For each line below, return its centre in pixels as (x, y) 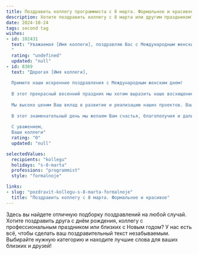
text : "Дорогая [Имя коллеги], (50, 72)
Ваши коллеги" (29, 133)
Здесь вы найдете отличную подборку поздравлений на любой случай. (96, 214)
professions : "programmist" (46, 171)
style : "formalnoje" (37, 176)
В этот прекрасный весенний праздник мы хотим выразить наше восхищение (103, 94)
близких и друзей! (29, 246)
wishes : (16, 34)
